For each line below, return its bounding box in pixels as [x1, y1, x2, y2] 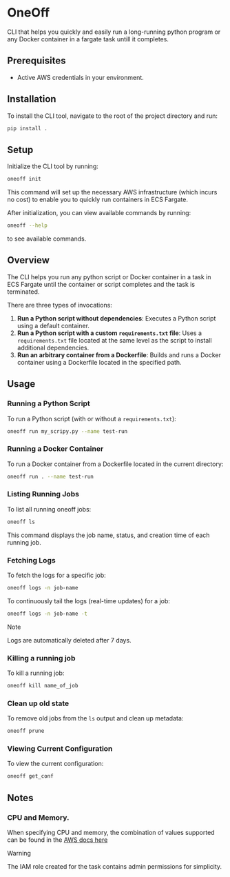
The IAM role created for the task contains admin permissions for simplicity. [7, 862, 222, 870]
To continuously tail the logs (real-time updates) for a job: [7, 596, 171, 605]
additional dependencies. [17, 343, 90, 352]
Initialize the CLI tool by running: [7, 162, 98, 170]
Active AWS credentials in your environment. [17, 73, 145, 81]
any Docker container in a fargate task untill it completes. [7, 34, 169, 43]
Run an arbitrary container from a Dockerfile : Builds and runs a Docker [17, 350, 222, 359]
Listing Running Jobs [7, 490, 79, 499]
